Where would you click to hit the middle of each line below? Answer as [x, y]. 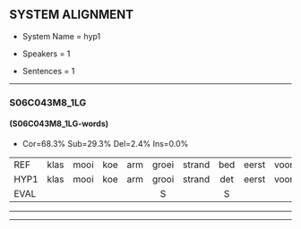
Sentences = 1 [48, 71]
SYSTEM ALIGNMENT [72, 15]
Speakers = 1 [46, 54]
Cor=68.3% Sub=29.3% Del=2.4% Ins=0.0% [105, 143]
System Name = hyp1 [61, 36]
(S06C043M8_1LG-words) [59, 123]
